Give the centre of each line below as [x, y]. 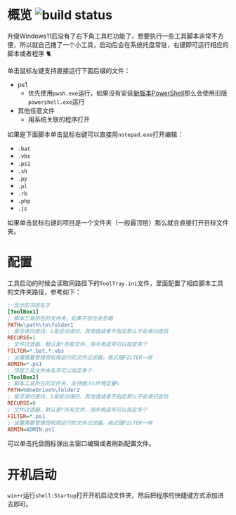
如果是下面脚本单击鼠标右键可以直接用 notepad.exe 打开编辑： [96, 134]
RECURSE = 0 [22, 403]
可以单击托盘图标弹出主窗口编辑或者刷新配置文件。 [81, 443]
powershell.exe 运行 [56, 102]
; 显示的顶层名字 [29, 305]
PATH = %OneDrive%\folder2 [44, 390]
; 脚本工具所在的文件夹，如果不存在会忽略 [60, 318]
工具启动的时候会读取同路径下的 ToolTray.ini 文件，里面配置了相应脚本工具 [115, 283]
